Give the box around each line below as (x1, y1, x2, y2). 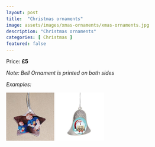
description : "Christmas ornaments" (6, 28, 96, 34)
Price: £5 (6, 58, 28, 65)
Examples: (6, 81, 32, 88)
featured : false (6, 41, 46, 47)
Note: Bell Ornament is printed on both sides (6, 69, 115, 76)
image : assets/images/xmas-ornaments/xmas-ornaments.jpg (6, 22, 150, 28)
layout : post (6, 9, 38, 15)
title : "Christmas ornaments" (6, 15, 83, 22)
